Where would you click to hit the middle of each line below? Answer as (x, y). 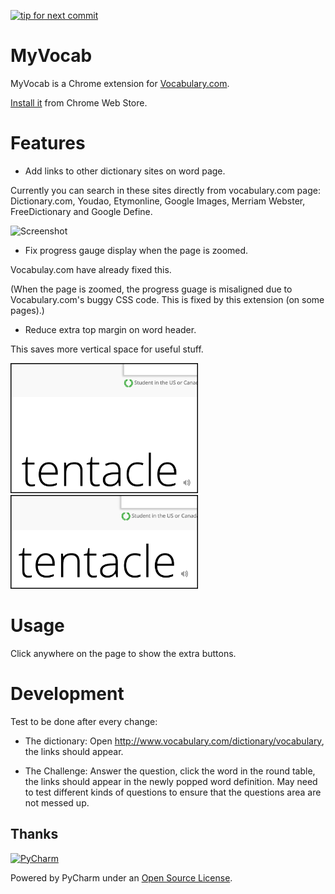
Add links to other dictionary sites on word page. (125, 171)
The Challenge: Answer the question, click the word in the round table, (170, 771)
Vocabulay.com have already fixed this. (91, 269)
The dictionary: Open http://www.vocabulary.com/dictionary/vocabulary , (174, 741)
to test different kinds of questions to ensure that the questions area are (173, 792)
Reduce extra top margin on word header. (110, 329)
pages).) (27, 310)
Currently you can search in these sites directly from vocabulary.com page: (165, 190)
